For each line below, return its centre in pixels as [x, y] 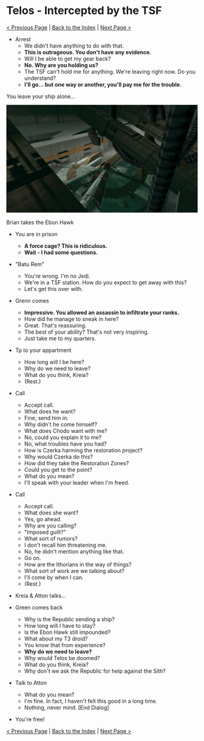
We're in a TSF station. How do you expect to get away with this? [105, 283]
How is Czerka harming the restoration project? [83, 451]
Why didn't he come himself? [61, 424]
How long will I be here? [54, 362]
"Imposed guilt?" [45, 532]
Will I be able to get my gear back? [67, 58]
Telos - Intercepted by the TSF [84, 11]
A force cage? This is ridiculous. [66, 246]
